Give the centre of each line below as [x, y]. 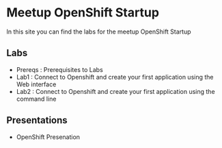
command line [36, 99]
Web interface [36, 84]
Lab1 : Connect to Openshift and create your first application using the [115, 77]
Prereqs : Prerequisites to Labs [59, 69]
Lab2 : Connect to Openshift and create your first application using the [116, 91]
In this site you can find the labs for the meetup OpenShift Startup [99, 32]
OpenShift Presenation [48, 137]
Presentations [37, 120]
